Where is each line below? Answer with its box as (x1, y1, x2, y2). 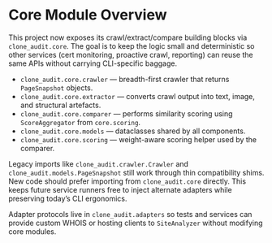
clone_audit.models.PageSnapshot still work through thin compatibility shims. (8, 167, 265, 177)
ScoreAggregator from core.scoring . (19, 117, 140, 127)
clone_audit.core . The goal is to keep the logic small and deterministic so (8, 41, 255, 50)
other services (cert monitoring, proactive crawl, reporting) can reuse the (8, 50, 253, 59)
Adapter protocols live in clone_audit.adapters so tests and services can (8, 209, 253, 219)
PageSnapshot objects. (19, 83, 93, 93)
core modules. (8, 226, 57, 236)
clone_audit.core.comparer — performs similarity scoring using (19, 108, 233, 119)
